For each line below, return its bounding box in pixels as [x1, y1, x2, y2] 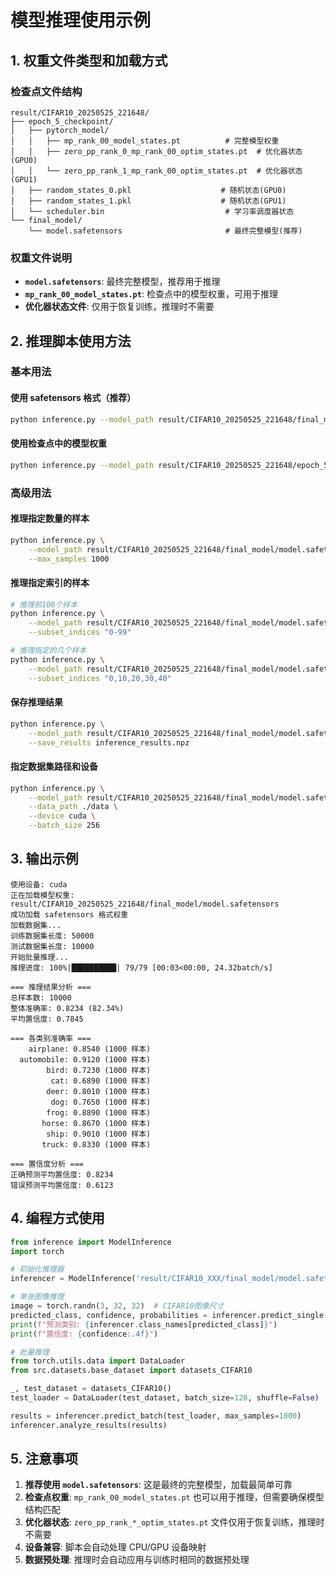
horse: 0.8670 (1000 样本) [41, 1118, 152, 1128]
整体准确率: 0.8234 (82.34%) [10, 1003, 125, 1013]
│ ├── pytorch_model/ [10, 125, 110, 135]
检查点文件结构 [10, 84, 83, 98]
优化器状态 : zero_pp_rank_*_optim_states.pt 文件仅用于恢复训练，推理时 [24, 1516, 325, 1528]
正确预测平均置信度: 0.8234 [10, 1169, 114, 1180]
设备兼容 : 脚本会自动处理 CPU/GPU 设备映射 [24, 1541, 207, 1553]
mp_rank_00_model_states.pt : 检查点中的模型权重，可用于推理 [24, 288, 278, 300]
